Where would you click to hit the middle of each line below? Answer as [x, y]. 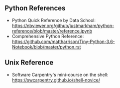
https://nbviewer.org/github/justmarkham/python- [63, 25]
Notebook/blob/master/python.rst [46, 46]
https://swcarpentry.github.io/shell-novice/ [56, 80]
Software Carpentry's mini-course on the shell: [60, 74]
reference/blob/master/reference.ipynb [52, 31]
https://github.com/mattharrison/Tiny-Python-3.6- [63, 41]
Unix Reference [29, 63]
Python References [35, 8]
